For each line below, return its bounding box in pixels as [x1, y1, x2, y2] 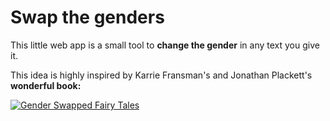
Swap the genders [10, 6, 165, 29]
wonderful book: [10, 79, 82, 91]
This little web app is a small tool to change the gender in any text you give [10, 39, 320, 51]
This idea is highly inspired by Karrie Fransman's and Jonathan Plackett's [10, 69, 313, 81]
